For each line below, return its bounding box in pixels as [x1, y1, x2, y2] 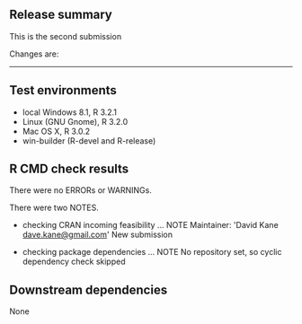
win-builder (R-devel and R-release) [22, 135, 156, 146]
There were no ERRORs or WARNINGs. [9, 185, 153, 196]
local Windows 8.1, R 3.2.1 [22, 107, 118, 118]
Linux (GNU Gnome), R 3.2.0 [22, 116, 129, 127]
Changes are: [9, 48, 59, 59]
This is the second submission [9, 31, 122, 41]
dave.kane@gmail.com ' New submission [22, 229, 173, 241]
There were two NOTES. [9, 202, 99, 214]
